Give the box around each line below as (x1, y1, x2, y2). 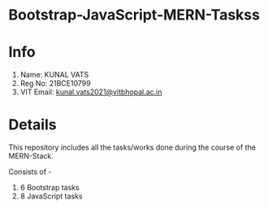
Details (8, 115, 57, 134)
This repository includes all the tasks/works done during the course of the (8, 142, 256, 152)
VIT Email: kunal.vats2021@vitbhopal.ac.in (19, 87, 162, 97)
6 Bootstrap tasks (19, 183, 80, 193)
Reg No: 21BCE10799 (19, 79, 91, 89)
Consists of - (8, 167, 52, 176)
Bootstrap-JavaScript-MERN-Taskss (8, 6, 260, 24)
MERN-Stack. (8, 151, 54, 161)
